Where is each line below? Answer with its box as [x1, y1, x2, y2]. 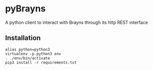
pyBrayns [5, 3, 46, 14]
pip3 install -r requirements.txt [5, 60, 77, 65]
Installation [5, 34, 41, 42]
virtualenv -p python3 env [5, 51, 61, 56]
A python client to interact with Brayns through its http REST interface [5, 19, 148, 25]
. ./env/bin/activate [5, 56, 50, 61]
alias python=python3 [5, 47, 50, 52]
